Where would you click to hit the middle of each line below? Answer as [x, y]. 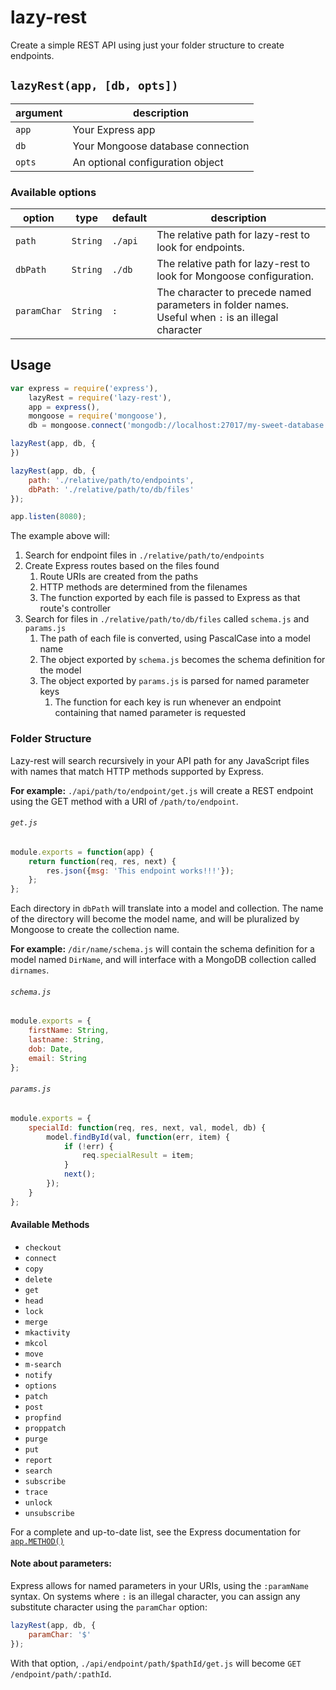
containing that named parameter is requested [150, 713]
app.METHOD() [37, 1541]
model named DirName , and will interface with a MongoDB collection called [163, 960]
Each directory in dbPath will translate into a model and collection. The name [167, 908]
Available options [53, 192]
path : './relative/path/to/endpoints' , [111, 480]
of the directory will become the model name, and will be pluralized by [155, 919]
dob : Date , [51, 1049]
